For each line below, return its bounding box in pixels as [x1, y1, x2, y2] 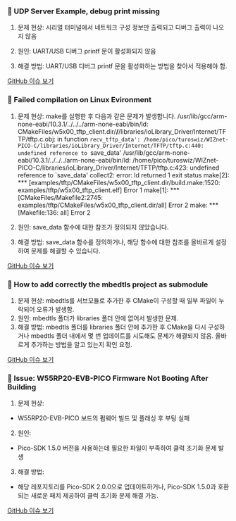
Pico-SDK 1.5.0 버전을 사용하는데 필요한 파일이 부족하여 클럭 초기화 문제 [17, 444, 217, 453]
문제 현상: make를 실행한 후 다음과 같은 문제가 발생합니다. [17, 112, 176, 120]
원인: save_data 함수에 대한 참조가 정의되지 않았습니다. [17, 222, 169, 231]
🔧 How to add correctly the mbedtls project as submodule [7, 280, 209, 289]
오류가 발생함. [36, 305, 75, 313]
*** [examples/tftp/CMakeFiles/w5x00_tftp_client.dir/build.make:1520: [17, 178, 221, 187]
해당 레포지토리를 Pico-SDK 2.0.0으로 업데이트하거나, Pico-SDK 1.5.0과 [17, 482, 216, 491]
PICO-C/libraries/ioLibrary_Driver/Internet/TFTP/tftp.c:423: [17, 163, 189, 172]
